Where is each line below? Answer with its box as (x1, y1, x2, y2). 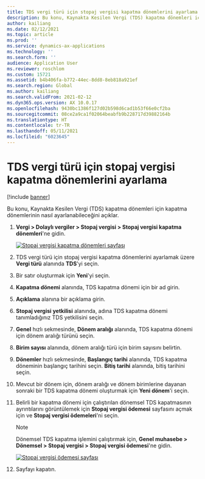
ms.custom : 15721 (7, 71, 51, 77)
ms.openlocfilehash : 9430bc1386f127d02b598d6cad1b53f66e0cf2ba (7, 105, 171, 112)
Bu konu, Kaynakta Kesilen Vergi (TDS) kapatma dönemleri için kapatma (7, 205, 187, 212)
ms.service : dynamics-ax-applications (7, 43, 105, 49)
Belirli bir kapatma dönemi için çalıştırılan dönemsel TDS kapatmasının (15, 398, 192, 406)
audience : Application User (7, 60, 78, 66)
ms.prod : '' (7, 37, 37, 43)
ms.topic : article (7, 32, 54, 38)
